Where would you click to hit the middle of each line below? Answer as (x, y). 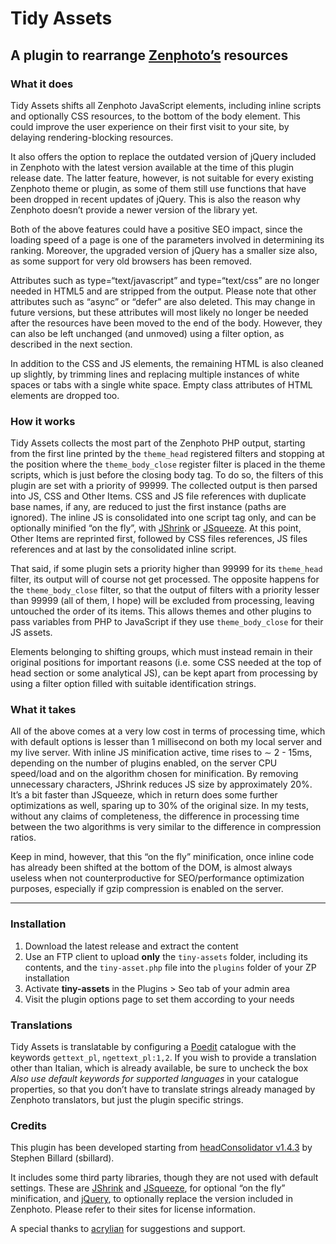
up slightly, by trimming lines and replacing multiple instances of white (155, 374)
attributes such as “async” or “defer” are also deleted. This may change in (163, 301)
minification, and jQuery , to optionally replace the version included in (152, 1199)
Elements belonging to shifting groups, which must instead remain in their (161, 652)
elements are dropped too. (65, 395)
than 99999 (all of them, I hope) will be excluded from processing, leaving (162, 601)
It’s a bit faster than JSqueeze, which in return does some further (144, 795)
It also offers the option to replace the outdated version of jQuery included (163, 156)
